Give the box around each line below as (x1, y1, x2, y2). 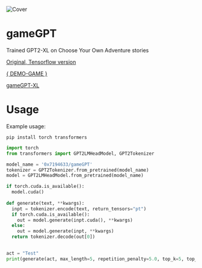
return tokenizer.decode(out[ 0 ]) (11, 234, 96, 240)
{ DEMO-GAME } (6, 70, 47, 77)
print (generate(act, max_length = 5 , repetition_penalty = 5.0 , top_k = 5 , (6, 256, 185, 262)
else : (11, 223, 26, 229)
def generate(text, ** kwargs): (6, 200, 85, 206)
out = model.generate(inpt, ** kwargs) (17, 228, 114, 234)
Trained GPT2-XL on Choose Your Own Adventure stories (6, 46, 149, 54)
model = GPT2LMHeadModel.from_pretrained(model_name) (6, 172, 144, 179)
